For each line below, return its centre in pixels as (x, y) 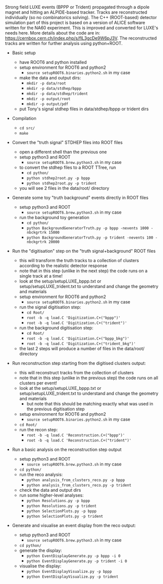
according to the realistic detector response (63, 266)
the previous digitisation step (56, 409)
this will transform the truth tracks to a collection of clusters (79, 260)
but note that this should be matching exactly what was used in (90, 404)
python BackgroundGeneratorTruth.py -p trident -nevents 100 (90, 238)
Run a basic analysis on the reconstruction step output (67, 449)
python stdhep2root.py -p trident (62, 183)
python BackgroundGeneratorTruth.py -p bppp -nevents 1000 (88, 228)
